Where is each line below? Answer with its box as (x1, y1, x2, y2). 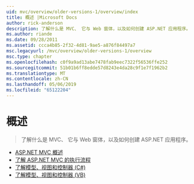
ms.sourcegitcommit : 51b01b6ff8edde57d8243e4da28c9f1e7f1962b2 (6, 64, 168, 71)
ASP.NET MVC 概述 (14, 149, 63, 156)
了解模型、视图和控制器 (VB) (14, 171, 86, 178)
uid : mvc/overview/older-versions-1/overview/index (6, 8, 138, 15)
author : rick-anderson (6, 20, 63, 26)
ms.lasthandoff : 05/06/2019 (6, 82, 77, 88)
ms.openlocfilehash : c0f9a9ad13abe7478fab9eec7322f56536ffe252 (6, 59, 168, 65)
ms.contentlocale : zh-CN (6, 76, 68, 82)
